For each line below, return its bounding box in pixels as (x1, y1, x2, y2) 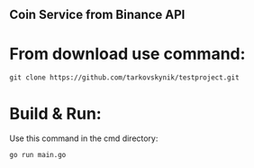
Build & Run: (9, 103, 102, 124)
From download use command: (9, 43, 246, 64)
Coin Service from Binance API (9, 7, 186, 23)
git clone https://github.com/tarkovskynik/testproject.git (9, 73, 240, 82)
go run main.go (9, 151, 67, 160)
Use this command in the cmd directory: (9, 133, 159, 144)
